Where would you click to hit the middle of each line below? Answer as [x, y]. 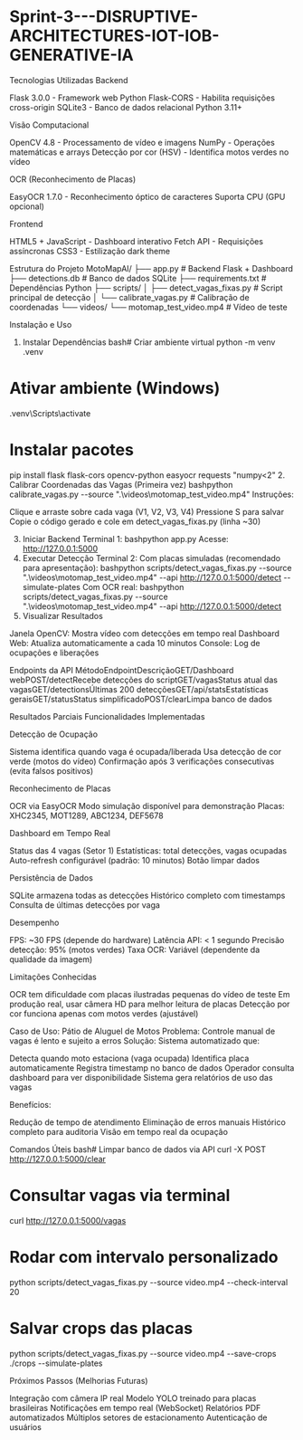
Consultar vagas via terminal [120, 1196]
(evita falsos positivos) [52, 770]
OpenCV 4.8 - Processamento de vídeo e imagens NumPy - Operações [142, 142]
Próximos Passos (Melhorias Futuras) [79, 1380]
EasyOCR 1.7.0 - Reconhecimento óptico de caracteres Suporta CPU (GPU [147, 196]
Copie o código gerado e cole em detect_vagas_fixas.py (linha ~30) [135, 521]
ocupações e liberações [54, 653]
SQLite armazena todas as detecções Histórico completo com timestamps [147, 895]
